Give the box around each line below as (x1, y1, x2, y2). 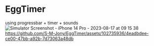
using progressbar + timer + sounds (5, 20, 78, 26)
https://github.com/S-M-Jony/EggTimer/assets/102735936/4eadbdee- (5, 30, 149, 36)
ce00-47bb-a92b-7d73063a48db (5, 36, 74, 42)
